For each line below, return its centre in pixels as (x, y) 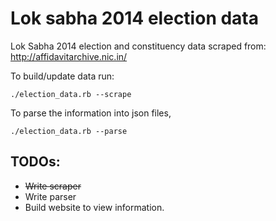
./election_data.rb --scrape (71, 94)
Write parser (50, 196)
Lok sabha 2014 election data (134, 18)
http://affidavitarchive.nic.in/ (69, 56)
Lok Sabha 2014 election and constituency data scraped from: (138, 46)
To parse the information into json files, (91, 113)
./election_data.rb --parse (69, 131)
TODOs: (35, 162)
